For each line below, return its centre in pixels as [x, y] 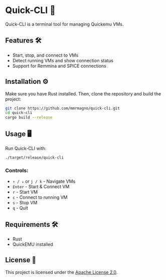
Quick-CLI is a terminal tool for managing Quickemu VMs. [64, 24]
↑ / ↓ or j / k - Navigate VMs [44, 181]
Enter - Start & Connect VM [41, 187]
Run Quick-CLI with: [26, 148]
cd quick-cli [19, 113]
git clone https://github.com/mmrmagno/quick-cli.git [63, 108]
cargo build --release [29, 117]
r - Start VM [25, 192]
